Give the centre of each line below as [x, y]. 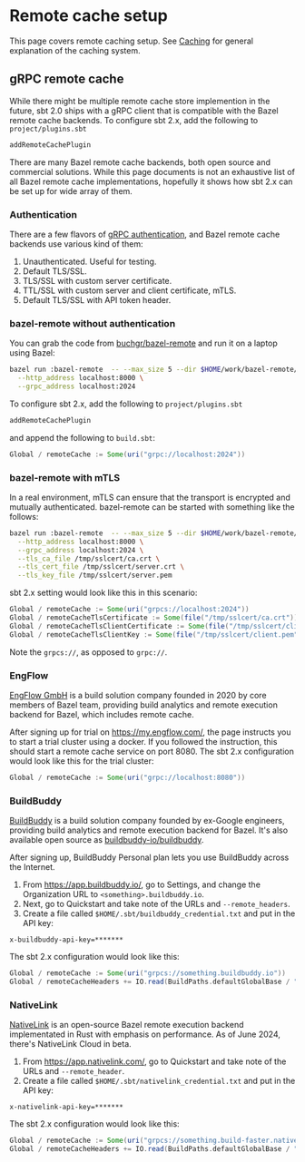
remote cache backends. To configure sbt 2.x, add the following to [134, 120]
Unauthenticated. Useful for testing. [89, 261]
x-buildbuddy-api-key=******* [67, 940]
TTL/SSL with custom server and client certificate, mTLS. [129, 290]
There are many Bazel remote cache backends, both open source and [140, 162]
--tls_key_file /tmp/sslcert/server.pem [95, 576]
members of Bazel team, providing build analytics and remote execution [144, 705]
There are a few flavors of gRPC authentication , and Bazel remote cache [145, 234]
